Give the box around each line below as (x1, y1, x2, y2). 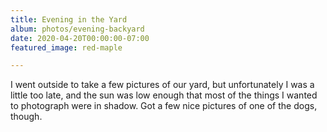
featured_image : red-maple (10, 42, 123, 53)
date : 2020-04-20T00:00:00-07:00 (10, 33, 150, 43)
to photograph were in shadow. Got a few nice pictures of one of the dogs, (10, 100, 318, 112)
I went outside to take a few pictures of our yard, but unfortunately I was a (10, 79, 315, 91)
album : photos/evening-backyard (10, 24, 145, 34)
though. (10, 111, 43, 123)
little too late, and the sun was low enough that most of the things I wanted (10, 89, 318, 101)
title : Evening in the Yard (10, 14, 128, 25)
